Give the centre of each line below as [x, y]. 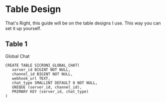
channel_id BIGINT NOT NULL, [42, 74]
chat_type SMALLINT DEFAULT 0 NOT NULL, [55, 83]
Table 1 [16, 44]
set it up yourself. [23, 28]
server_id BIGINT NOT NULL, [41, 69]
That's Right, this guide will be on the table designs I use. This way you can [83, 23]
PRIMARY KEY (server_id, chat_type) [50, 91]
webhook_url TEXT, [31, 78]
